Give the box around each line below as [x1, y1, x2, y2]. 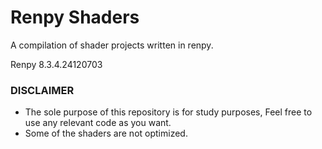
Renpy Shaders [10, 6, 140, 29]
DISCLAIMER [10, 83, 75, 97]
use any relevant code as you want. [24, 117, 172, 129]
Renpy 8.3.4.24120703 [10, 58, 103, 70]
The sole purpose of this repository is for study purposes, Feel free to [24, 106, 313, 118]
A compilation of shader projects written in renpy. [10, 39, 214, 51]
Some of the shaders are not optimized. [24, 127, 188, 140]
